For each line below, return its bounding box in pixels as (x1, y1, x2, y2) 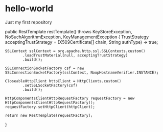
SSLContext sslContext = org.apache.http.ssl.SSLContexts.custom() (5, 49, 146, 53)
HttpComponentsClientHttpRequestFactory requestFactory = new (5, 96, 135, 101)
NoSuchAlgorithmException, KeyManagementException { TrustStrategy (5, 34, 149, 40)
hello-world (5, 3, 54, 14)
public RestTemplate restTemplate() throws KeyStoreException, (5, 28, 132, 34)
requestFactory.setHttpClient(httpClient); (5, 104, 95, 109)
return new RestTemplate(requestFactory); (5, 113, 93, 118)
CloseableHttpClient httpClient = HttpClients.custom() (5, 79, 121, 83)
